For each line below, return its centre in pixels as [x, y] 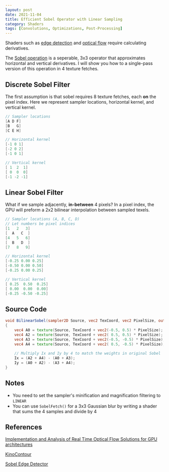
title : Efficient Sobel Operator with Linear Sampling [64, 19]
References [24, 427]
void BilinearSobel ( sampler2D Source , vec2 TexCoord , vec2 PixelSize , [81, 321]
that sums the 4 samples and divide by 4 [55, 411]
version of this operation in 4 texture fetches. [52, 69]
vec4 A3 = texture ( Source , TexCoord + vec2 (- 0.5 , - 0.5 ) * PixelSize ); [90, 339]
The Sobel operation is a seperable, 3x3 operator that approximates [75, 58]
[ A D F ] [13, 121]
